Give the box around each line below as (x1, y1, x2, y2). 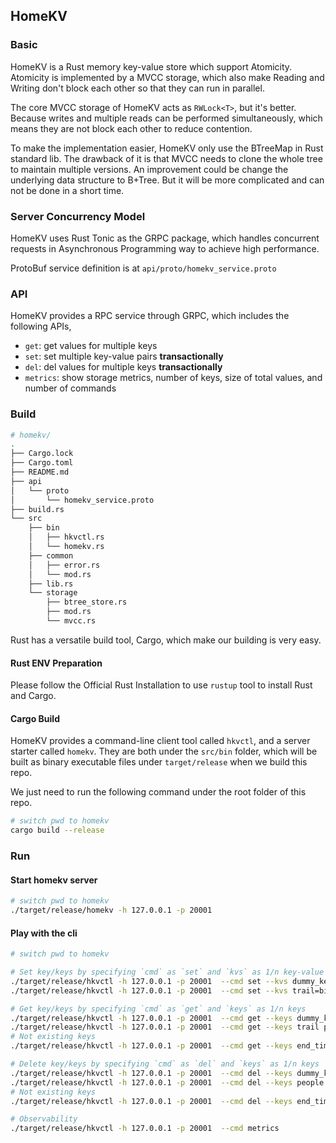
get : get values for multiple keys (24, 340, 158, 352)
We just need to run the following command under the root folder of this (10, 786, 307, 798)
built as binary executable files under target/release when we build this (10, 756, 308, 768)
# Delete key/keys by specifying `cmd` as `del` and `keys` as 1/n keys (10, 1059, 320, 1069)
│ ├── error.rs (28, 560, 101, 570)
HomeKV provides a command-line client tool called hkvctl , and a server (10, 735, 311, 747)
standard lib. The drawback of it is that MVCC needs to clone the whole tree (10, 152, 323, 164)
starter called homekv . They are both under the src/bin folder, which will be (10, 745, 318, 758)
